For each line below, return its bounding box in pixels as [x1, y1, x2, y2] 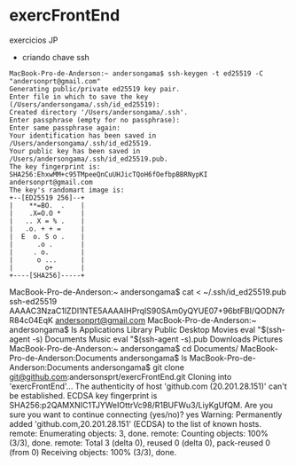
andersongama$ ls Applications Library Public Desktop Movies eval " [9, 324, 261, 335]
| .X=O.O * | [9, 209, 86, 217]
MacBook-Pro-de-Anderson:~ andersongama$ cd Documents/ [9, 343, 239, 353]
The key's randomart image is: [9, 186, 125, 194]
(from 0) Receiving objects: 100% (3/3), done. [9, 446, 177, 457]
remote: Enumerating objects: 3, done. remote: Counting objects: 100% [9, 428, 269, 438]
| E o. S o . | [9, 232, 86, 241]
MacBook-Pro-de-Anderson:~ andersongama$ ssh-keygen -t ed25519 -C [9, 68, 264, 78]
